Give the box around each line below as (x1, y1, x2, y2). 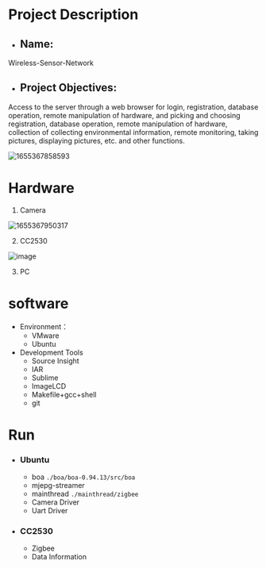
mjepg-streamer (31, 481, 85, 490)
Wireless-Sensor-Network (8, 58, 94, 67)
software (8, 294, 69, 313)
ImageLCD (31, 381, 67, 390)
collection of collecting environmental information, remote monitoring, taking (8, 127, 259, 136)
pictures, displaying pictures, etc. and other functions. (8, 136, 185, 145)
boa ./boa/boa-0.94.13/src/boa (31, 472, 136, 482)
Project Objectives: (19, 81, 118, 94)
